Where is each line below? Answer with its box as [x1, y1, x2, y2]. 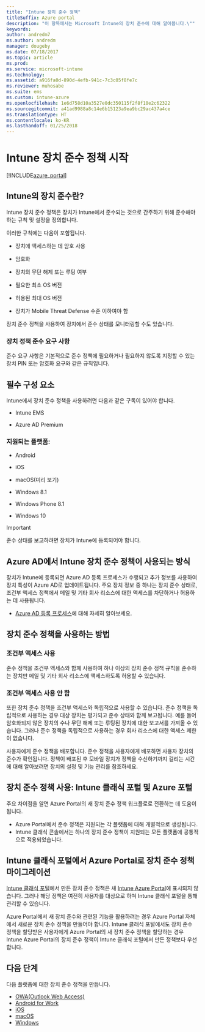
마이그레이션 [6, 867, 51, 878]
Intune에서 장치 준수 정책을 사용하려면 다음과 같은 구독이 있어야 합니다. [6, 396, 175, 404]
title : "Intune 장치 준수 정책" [6, 9, 81, 15]
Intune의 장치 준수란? [6, 191, 84, 202]
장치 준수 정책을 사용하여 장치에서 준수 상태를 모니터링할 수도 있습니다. [6, 320, 174, 328]
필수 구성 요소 [6, 379, 55, 390]
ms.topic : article [6, 55, 53, 61]
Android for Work [15, 999, 59, 1006]
